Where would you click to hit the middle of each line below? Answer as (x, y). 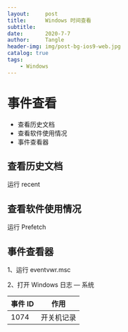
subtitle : (22, 27)
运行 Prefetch (27, 227)
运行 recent (24, 185)
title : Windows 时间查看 (49, 20)
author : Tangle (36, 40)
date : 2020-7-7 (39, 33)
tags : (15, 60)
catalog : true (28, 54)
